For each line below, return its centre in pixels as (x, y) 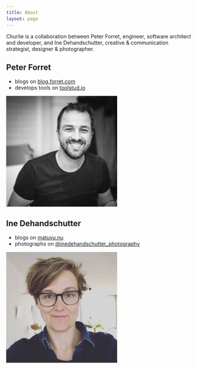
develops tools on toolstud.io (50, 88)
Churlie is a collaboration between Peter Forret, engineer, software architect (98, 36)
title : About (22, 12)
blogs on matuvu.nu (39, 238)
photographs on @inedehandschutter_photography (77, 244)
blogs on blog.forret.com (45, 81)
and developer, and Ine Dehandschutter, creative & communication (87, 43)
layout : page (22, 19)
